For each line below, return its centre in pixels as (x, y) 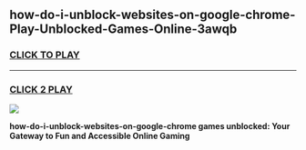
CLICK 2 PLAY (41, 89)
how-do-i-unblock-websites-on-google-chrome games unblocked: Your (150, 125)
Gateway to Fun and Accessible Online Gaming (100, 135)
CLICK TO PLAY (45, 55)
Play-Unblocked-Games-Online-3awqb (123, 30)
